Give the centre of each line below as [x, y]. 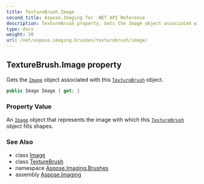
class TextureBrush [39, 161]
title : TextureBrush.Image [40, 12]
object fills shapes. [30, 126]
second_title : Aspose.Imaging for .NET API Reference [76, 18]
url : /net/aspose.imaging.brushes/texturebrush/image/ [77, 40]
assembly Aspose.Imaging [48, 175]
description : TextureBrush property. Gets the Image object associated [99, 23]
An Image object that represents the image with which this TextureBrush [95, 119]
